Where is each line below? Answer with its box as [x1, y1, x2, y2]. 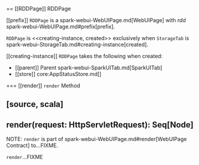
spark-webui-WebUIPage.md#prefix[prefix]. [6, 23, 115, 30]
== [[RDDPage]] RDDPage [6, 5, 71, 12]
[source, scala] [6, 99, 64, 109]
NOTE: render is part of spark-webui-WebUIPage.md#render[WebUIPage [6, 136, 187, 143]
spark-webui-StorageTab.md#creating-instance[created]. [6, 41, 149, 48]
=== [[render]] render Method [6, 82, 81, 89]
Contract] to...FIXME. [6, 142, 58, 149]
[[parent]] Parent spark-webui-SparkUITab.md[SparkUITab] [14, 64, 163, 71]
